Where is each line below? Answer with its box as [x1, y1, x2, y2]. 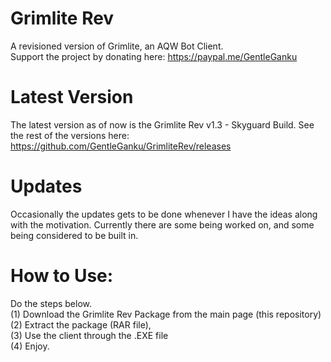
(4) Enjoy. [10, 340, 50, 352]
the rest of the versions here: [10, 129, 130, 141]
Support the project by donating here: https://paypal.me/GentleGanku [10, 50, 298, 62]
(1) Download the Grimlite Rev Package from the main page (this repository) [10, 308, 322, 320]
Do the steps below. [10, 297, 93, 309]
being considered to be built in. [10, 229, 139, 241]
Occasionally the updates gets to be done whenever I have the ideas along [10, 208, 318, 220]
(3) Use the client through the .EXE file [10, 329, 169, 341]
